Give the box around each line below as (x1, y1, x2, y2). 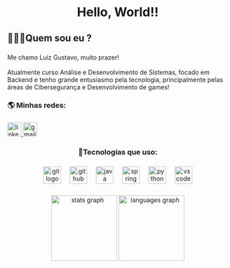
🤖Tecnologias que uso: (78, 148, 158, 157)
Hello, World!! (76, 4, 159, 20)
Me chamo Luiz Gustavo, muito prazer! (7, 53, 119, 62)
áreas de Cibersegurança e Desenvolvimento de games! (7, 83, 170, 91)
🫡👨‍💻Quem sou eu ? (7, 32, 93, 44)
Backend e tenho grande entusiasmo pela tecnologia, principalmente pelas (7, 75, 223, 84)
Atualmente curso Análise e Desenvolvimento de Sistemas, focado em (7, 68, 210, 76)
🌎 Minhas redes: (7, 101, 67, 111)
